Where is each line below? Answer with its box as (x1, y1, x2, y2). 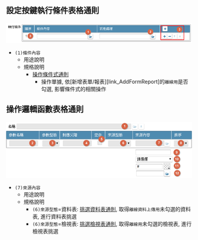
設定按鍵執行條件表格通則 (6, 5, 99, 16)
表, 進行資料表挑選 (32, 213, 77, 220)
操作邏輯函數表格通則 (6, 104, 84, 114)
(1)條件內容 (14, 50, 41, 56)
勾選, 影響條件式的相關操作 (41, 85, 107, 93)
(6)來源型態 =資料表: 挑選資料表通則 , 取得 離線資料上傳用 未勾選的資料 (32, 205, 191, 212)
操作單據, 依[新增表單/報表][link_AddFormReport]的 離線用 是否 (41, 78, 189, 85)
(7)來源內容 (14, 185, 41, 190)
